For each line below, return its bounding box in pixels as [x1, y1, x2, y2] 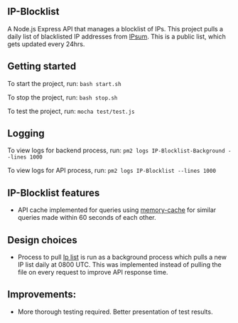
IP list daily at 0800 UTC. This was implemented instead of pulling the [17, 260, 222, 269]
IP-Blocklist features [7, 186, 100, 198]
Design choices [7, 234, 78, 246]
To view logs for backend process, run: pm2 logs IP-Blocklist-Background [7, 146, 225, 155]
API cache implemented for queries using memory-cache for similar [17, 206, 217, 214]
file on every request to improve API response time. [17, 268, 168, 277]
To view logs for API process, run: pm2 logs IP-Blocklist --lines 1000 [7, 166, 217, 175]
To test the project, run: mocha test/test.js [7, 107, 135, 115]
